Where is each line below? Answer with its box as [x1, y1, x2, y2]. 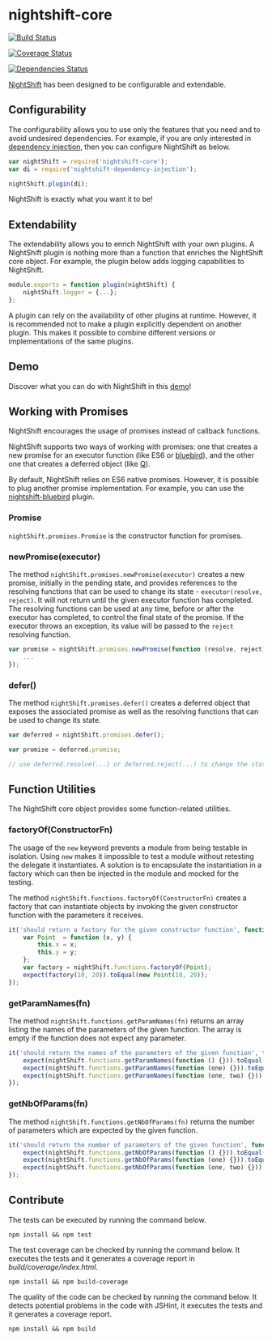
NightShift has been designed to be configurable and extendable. [8, 79, 227, 89]
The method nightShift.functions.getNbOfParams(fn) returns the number [8, 1117, 255, 1126]
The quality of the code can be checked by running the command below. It [8, 1292, 257, 1301]
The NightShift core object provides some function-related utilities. [8, 804, 232, 814]
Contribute [8, 1194, 65, 1207]
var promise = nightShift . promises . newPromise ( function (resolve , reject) [8, 646, 266, 654]
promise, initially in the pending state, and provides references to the [8, 578, 238, 588]
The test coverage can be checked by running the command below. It [8, 1245, 240, 1254]
